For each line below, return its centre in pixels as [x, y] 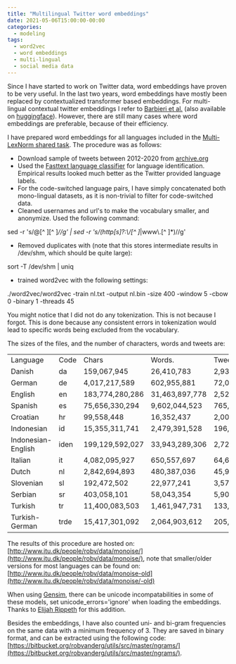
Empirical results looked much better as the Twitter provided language [119, 173]
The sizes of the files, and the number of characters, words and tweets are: [116, 343]
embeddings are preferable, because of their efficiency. [88, 123]
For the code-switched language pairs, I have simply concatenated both [122, 188]
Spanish [24, 405]
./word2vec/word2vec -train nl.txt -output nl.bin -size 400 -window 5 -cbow [118, 293]
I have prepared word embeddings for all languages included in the [104, 137]
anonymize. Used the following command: [78, 218]
